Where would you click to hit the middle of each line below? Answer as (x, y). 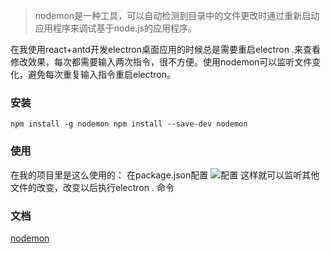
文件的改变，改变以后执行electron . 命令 (92, 187)
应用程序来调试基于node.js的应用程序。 (116, 28)
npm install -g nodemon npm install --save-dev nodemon (129, 124)
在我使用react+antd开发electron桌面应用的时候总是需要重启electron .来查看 (165, 49)
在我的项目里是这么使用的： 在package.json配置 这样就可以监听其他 (165, 175)
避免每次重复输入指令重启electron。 (101, 74)
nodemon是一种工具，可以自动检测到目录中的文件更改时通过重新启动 (177, 15)
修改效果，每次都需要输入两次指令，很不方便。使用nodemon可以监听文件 (161, 62)
